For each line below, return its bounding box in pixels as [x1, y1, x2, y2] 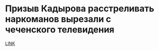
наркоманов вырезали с [5, 13, 111, 25]
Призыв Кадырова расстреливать [5, 3, 155, 14]
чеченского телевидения [5, 24, 115, 35]
